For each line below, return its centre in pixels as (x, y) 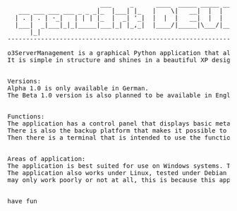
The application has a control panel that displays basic (110, 123)
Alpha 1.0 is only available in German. (78, 88)
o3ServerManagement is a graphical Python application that (114, 53)
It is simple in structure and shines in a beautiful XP (108, 60)
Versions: (24, 81)
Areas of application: (47, 159)
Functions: (26, 116)
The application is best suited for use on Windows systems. (115, 166)
